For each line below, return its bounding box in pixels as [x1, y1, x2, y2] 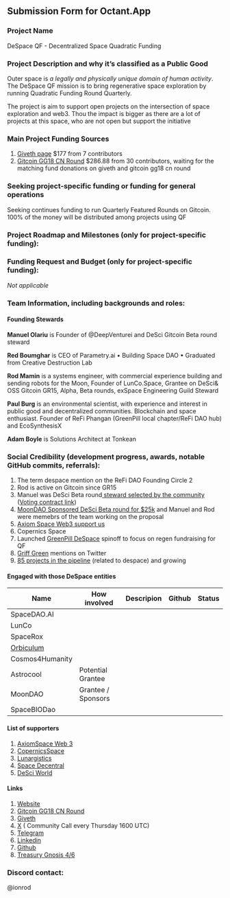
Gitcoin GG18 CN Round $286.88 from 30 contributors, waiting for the [16, 157, 214, 165]
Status [197, 594, 220, 603]
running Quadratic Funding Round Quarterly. [7, 89, 132, 97]
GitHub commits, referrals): [7, 460, 101, 470]
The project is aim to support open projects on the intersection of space [7, 102, 210, 111]
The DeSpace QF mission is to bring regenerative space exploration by [7, 82, 207, 90]
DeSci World [16, 768, 53, 776]
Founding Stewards [7, 315, 64, 323]
